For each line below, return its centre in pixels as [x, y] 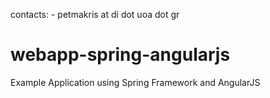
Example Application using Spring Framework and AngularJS [135, 82]
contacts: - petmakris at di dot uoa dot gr [95, 14]
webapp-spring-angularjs [120, 55]
